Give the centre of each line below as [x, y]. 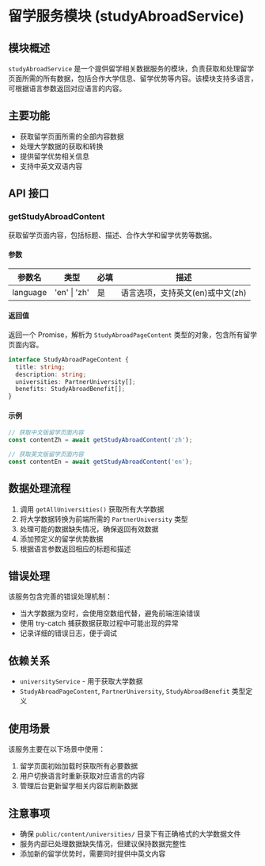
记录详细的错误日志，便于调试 [68, 633]
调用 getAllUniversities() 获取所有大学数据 [92, 509]
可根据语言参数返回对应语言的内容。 [67, 88]
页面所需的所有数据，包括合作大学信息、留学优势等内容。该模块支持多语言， [133, 79]
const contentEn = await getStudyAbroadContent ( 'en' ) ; [100, 462]
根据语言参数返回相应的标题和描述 [75, 549]
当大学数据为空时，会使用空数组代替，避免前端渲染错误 [110, 613]
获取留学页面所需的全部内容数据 [72, 136]
